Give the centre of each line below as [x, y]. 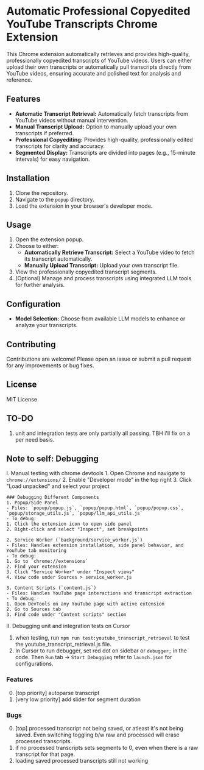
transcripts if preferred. [44, 133]
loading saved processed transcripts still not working [82, 761]
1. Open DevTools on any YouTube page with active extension [86, 604]
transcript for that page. [45, 754]
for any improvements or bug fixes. [50, 366]
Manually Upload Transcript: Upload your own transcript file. [101, 266]
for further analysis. [40, 285]
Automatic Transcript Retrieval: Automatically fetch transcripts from [102, 113]
